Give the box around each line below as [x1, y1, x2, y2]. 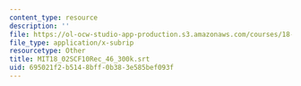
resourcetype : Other [9, 47, 87, 56]
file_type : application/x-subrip [9, 38, 134, 47]
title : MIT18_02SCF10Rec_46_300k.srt [9, 55, 150, 64]
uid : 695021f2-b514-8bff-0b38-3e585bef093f [9, 64, 175, 73]
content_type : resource [9, 13, 99, 22]
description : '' [9, 21, 70, 30]
